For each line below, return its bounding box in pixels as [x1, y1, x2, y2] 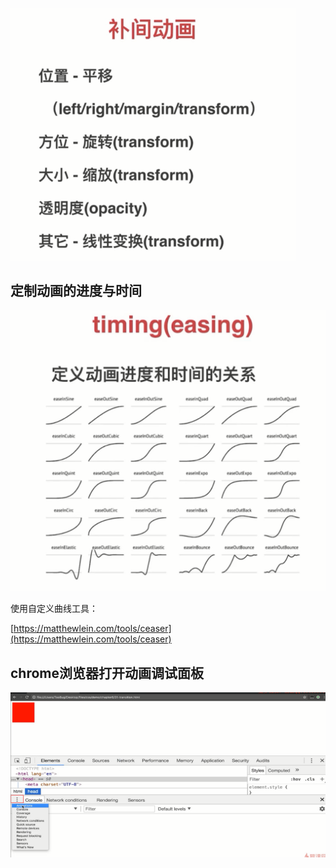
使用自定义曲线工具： [10, 603, 98, 615]
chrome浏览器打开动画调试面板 [10, 664, 205, 682]
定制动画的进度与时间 [10, 283, 142, 300]
